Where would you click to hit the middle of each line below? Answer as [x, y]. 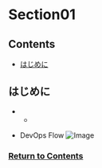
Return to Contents [46, 155]
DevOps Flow [42, 135]
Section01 [42, 15]
